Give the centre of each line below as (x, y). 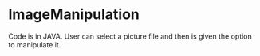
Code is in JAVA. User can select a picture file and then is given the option (130, 36)
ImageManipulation (74, 15)
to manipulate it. (35, 44)
